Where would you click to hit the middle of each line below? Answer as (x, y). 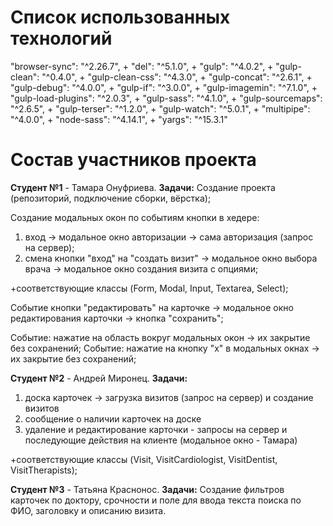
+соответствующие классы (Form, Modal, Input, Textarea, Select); (149, 288)
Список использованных (120, 17)
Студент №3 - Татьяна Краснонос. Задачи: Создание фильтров (147, 489)
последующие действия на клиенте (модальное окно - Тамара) (161, 440)
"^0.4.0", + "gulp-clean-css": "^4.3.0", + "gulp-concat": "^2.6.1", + (177, 77)
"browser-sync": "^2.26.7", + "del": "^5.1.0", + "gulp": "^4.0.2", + (142, 66)
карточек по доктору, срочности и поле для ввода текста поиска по (156, 500)
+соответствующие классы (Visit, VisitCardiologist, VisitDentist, (144, 459)
